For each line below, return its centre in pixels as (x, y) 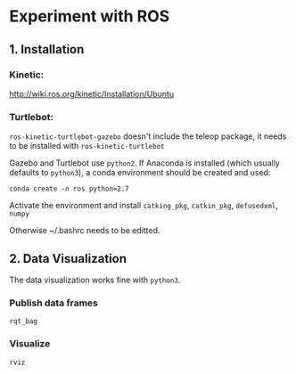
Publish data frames (53, 303)
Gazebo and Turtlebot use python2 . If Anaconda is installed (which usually (145, 163)
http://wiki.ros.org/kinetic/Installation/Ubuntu (92, 93)
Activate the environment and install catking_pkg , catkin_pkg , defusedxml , (144, 206)
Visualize (30, 344)
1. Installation (47, 49)
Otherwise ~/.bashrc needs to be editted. (85, 231)
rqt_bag (24, 321)
